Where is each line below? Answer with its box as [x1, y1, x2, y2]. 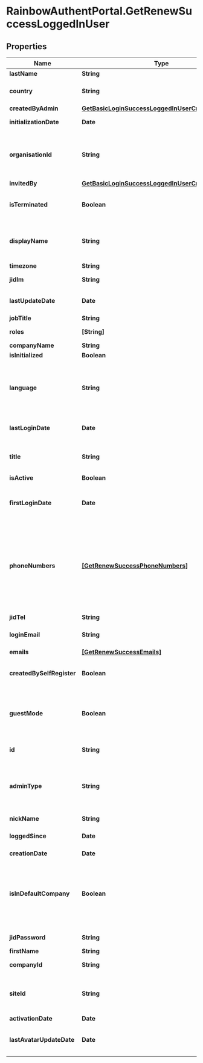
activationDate [9, 1015, 53, 1022]
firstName [9, 947, 39, 955]
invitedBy [9, 179, 37, 187]
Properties [6, 41, 47, 51]
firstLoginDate [9, 498, 52, 507]
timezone [9, 262, 37, 270]
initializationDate [9, 118, 59, 126]
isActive [9, 474, 34, 482]
